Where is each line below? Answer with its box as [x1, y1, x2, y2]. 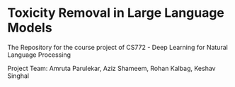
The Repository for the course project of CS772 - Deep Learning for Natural [7, 43, 228, 51]
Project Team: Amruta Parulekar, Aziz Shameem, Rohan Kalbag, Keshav [7, 64, 216, 72]
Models [7, 20, 52, 36]
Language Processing [7, 51, 71, 59]
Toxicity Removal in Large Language [7, 5, 225, 21]
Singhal [7, 72, 30, 80]
